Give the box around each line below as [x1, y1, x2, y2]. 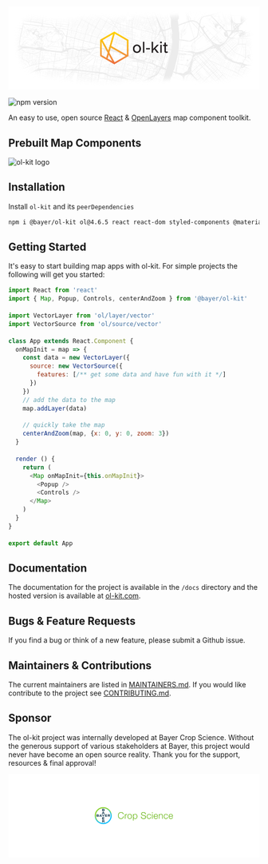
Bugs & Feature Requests [8, 614, 136, 627]
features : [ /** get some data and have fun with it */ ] [37, 371, 227, 379]
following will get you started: [8, 270, 105, 280]
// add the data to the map [22, 396, 116, 404]
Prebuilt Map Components [8, 136, 142, 149]
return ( [22, 463, 52, 472]
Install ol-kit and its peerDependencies [8, 201, 134, 211]
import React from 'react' [8, 286, 98, 294]
